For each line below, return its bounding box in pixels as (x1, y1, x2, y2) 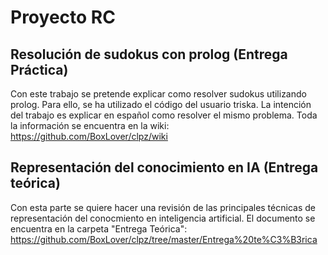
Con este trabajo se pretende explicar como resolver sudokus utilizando (10, 88, 307, 100)
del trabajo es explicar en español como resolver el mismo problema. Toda (10, 109, 318, 121)
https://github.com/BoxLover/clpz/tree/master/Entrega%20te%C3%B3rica (10, 233, 318, 245)
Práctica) (10, 61, 69, 78)
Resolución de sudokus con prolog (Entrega (10, 46, 288, 63)
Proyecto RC (10, 6, 116, 29)
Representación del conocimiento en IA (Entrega (10, 159, 319, 176)
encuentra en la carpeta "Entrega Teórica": (10, 222, 188, 235)
